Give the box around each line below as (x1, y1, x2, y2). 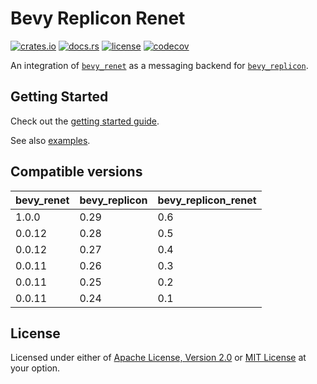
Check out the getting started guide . (10, 115, 160, 127)
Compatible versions (10, 163, 143, 181)
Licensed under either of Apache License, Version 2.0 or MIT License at (10, 352, 307, 364)
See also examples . (10, 134, 91, 146)
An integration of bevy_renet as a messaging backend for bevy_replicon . (10, 59, 309, 71)
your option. (10, 362, 61, 374)
